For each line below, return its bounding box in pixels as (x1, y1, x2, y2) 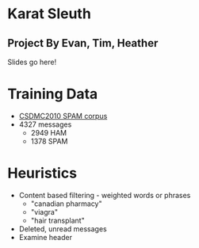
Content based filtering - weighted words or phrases (18, 190, 191, 200)
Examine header (18, 232, 73, 242)
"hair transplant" (30, 216, 85, 225)
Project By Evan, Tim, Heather (7, 36, 159, 50)
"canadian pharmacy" (30, 199, 102, 208)
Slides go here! (7, 57, 57, 67)
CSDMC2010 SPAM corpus (18, 111, 108, 120)
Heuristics (7, 164, 77, 182)
